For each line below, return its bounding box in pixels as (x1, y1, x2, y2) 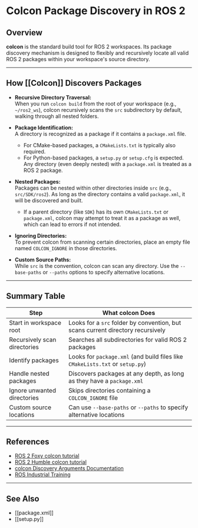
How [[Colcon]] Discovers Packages (6, 78, 142, 88)
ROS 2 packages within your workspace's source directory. (6, 56, 150, 62)
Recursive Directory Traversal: (14, 94, 91, 101)
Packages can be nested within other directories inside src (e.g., (14, 184, 172, 191)
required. (23, 148, 46, 155)
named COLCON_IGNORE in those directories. (14, 244, 117, 251)
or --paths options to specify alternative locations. (42, 268, 165, 275)
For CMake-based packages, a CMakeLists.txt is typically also (23, 141, 176, 148)
